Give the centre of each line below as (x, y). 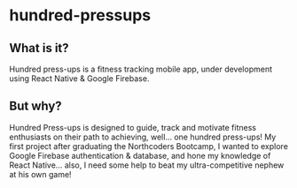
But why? (35, 106)
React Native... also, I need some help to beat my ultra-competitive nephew (147, 165)
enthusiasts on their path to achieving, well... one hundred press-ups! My (143, 137)
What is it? (39, 48)
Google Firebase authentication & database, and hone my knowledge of (140, 155)
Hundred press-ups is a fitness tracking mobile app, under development (141, 69)
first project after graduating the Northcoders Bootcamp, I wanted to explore (148, 146)
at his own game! (41, 174)
